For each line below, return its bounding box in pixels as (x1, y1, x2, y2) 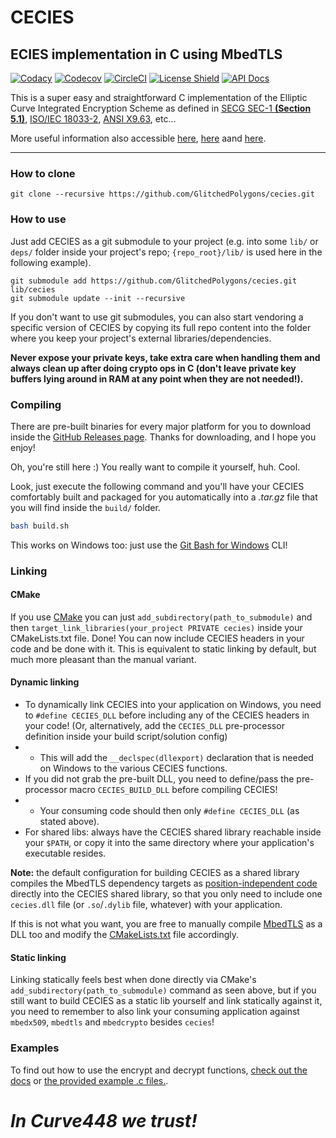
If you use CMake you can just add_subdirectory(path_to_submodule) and (10, 611, 313, 623)
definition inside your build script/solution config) (24, 731, 228, 743)
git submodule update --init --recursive (10, 293, 186, 303)
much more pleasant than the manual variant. (10, 653, 197, 665)
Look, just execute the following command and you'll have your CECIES (10, 480, 305, 492)
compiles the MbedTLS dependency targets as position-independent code (10, 877, 318, 890)
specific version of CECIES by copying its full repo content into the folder (10, 321, 312, 333)
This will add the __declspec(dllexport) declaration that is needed (39, 752, 314, 764)
